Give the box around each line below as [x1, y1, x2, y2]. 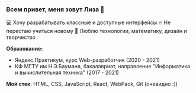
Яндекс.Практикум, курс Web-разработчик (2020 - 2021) [14, 57, 160, 64]
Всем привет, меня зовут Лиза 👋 [6, 5, 105, 14]
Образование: [6, 45, 43, 52]
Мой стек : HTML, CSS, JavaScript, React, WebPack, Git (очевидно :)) [6, 81, 178, 88]
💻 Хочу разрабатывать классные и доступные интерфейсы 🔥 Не [6, 19, 171, 26]
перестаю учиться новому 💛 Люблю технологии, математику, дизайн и [6, 28, 188, 35]
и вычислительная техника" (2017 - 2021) [14, 69, 120, 76]
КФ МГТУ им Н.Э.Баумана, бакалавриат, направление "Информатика [14, 63, 191, 70]
